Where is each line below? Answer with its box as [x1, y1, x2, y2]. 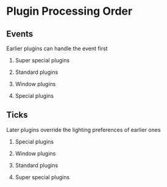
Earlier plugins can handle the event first [6, 45, 108, 52]
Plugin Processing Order [6, 4, 133, 18]
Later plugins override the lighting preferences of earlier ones [6, 126, 161, 133]
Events [6, 29, 34, 39]
